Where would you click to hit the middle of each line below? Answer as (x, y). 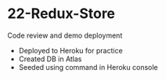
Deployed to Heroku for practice (70, 50)
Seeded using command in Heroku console (88, 67)
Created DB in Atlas (50, 59)
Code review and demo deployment (65, 35)
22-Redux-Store (61, 14)
